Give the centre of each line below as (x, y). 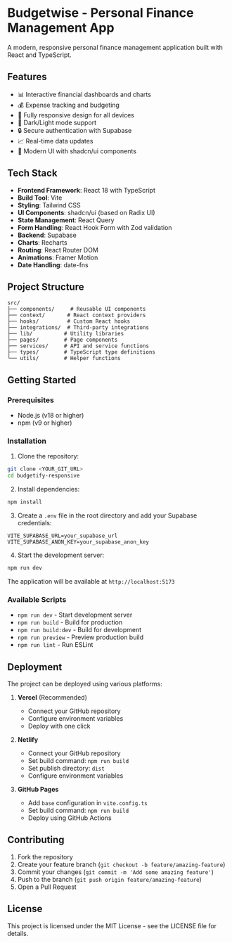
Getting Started (42, 380)
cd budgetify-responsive (44, 476)
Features (27, 77)
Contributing (36, 840)
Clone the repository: (48, 456)
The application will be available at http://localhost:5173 (91, 581)
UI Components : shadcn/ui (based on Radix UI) (86, 212)
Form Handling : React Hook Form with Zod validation (95, 227)
